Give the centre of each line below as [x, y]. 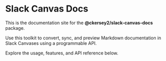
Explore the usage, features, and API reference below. [62, 53]
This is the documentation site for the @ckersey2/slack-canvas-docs [79, 23]
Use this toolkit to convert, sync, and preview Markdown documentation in [83, 38]
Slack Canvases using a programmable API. [51, 43]
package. [15, 28]
